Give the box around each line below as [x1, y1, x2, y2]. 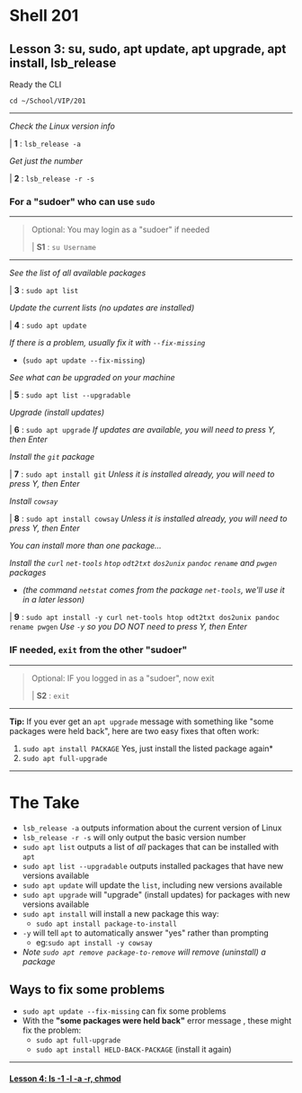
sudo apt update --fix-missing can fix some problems [22, 1006, 226, 1017]
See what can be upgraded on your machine [9, 372, 175, 383]
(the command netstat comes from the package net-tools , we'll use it [22, 585, 285, 596]
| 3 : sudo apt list [9, 285, 79, 296]
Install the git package [9, 452, 95, 462]
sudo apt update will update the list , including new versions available [22, 879, 283, 891]
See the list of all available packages [9, 267, 147, 279]
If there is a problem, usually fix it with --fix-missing [9, 337, 206, 348]
